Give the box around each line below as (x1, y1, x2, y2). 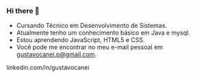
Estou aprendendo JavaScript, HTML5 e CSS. (16, 36, 145, 44)
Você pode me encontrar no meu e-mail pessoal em (16, 43, 163, 52)
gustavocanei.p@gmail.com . (16, 50, 97, 58)
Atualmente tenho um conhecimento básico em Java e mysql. (16, 28, 191, 37)
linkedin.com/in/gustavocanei (6, 64, 90, 72)
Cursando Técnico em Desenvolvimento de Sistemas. (16, 22, 168, 30)
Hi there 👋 (6, 6, 40, 16)
